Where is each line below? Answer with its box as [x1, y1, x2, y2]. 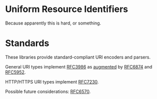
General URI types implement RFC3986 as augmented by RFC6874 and [5, 63, 152, 69]
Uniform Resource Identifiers [5, 3, 128, 15]
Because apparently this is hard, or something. [5, 20, 101, 26]
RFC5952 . [5, 69, 26, 75]
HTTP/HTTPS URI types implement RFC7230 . [5, 78, 99, 84]
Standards [5, 37, 49, 49]
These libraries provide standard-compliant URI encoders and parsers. [5, 54, 151, 60]
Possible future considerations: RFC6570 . [5, 88, 91, 94]
